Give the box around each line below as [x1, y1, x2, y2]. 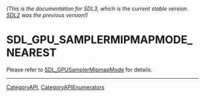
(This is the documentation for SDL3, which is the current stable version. [6, 5, 189, 12]
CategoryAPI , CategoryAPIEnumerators [6, 83, 105, 91]
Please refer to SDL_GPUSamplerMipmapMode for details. [6, 66, 153, 73]
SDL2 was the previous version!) [6, 11, 88, 18]
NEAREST [6, 46, 57, 59]
